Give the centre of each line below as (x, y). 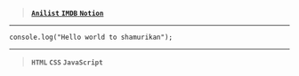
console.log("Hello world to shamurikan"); (91, 37)
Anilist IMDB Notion (67, 13)
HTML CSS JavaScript (67, 63)
